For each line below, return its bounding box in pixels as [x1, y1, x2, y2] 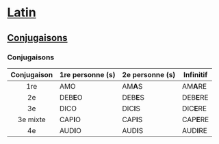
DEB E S [122, 92, 145, 102]
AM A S [122, 81, 143, 91]
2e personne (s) [122, 70, 176, 79]
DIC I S [122, 104, 141, 113]
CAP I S [122, 115, 143, 124]
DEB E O [59, 92, 83, 102]
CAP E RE [182, 115, 209, 124]
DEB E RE [182, 92, 209, 102]
